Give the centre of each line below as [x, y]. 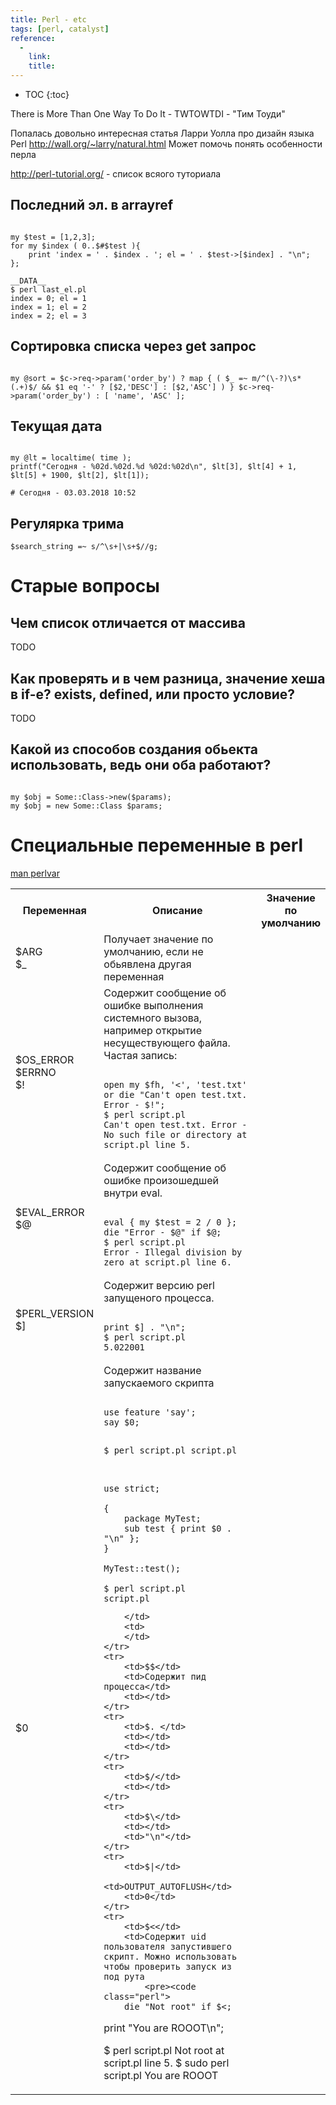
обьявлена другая [147, 964]
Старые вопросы [85, 586]
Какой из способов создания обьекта [134, 749]
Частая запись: [140, 1055]
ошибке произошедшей [161, 1180]
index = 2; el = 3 [48, 316]
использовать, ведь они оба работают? [141, 765]
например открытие [153, 1030]
